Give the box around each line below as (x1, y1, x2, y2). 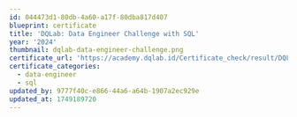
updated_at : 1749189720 (9, 94, 97, 104)
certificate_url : (9, 54, 73, 62)
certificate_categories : (9, 62, 101, 71)
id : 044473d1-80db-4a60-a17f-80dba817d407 (9, 12, 168, 22)
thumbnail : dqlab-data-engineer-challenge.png (9, 46, 184, 55)
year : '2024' (9, 37, 57, 47)
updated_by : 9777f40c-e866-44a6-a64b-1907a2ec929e (9, 86, 200, 95)
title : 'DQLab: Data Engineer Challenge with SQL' (9, 29, 200, 38)
